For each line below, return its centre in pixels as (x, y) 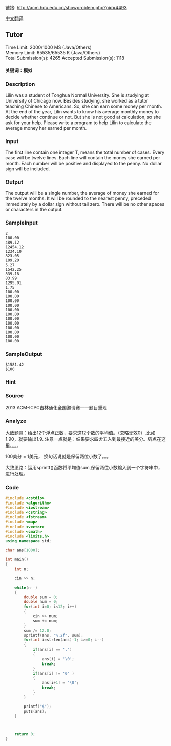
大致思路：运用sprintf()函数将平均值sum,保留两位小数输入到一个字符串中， (84, 468)
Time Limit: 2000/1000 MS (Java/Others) (49, 47)
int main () (17, 560)
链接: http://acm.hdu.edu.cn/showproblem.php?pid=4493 (66, 7)
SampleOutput (24, 354)
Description (20, 84)
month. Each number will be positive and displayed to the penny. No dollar (84, 163)
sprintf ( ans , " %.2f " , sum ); (54, 635)
